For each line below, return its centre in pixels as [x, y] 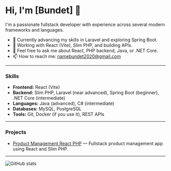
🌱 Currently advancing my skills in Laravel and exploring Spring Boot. [85, 40]
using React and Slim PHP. [40, 149]
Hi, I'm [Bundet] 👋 [43, 10]
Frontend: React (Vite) [36, 87]
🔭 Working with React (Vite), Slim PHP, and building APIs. [73, 45]
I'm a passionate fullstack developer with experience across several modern [85, 24]
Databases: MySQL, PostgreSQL [47, 109]
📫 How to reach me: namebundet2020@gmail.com [67, 56]
